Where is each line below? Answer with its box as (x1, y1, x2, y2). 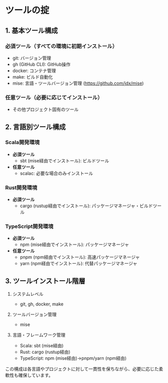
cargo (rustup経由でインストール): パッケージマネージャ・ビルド (20, 203, 153, 209)
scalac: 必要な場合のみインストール (20, 170, 93, 176)
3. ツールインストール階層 (5, 277, 86, 285)
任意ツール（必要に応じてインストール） (5, 94, 103, 101)
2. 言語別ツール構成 (5, 122, 66, 131)
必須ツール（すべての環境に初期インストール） (5, 42, 118, 49)
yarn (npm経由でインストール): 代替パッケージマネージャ (20, 261, 137, 267)
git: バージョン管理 (12, 55, 52, 61)
